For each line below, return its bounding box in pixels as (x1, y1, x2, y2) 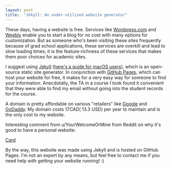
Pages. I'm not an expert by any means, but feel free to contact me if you (5, 152, 160, 158)
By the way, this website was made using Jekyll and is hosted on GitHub (5, 146, 158, 153)
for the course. (5, 91, 37, 97)
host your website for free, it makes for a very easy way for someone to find (5, 74, 166, 80)
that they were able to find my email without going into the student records (5, 85, 163, 91)
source (5, 69, 21, 75)
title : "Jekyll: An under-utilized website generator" (5, 12, 127, 17)
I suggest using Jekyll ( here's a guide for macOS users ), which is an (5, 64, 149, 70)
